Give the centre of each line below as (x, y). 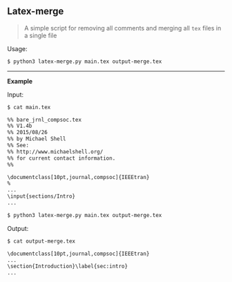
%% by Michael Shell (37, 139)
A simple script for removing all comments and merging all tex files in (123, 28)
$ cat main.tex (29, 107)
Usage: (17, 48)
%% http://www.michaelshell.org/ (55, 151)
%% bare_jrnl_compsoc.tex (44, 120)
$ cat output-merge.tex (41, 241)
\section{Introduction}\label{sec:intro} (68, 266)
